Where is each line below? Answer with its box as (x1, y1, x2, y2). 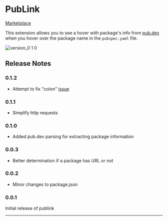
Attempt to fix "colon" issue (12, 86, 69, 92)
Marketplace (5, 20, 31, 26)
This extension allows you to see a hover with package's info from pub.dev (5, 30, 159, 36)
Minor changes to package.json (12, 181, 78, 187)
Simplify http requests (12, 109, 58, 116)
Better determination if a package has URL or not (12, 157, 113, 163)
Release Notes (5, 59, 51, 68)
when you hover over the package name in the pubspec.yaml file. (5, 35, 138, 41)
